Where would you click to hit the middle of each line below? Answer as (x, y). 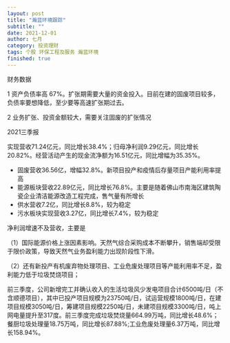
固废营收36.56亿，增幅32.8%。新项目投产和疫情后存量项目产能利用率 (116, 169)
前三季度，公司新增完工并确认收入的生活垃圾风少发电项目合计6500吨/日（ (112, 289)
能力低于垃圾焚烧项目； (46, 275)
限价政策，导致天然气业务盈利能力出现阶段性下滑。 (85, 251)
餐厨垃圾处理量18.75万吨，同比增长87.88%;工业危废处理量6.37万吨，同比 (111, 324)
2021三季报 (23, 131)
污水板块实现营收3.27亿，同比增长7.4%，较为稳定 (88, 213)
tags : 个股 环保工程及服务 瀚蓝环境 (53, 53)
